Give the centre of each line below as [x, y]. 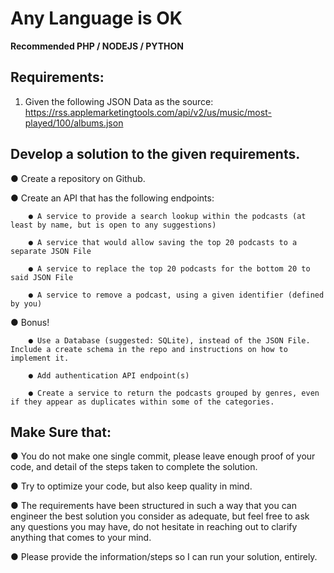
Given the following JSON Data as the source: [119, 101]
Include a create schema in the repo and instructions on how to [149, 349]
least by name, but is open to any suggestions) [113, 225]
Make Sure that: [61, 432]
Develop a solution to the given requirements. [155, 154]
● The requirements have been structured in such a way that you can [153, 506]
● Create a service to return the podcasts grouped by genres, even [174, 393]
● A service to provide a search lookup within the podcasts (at [167, 216]
